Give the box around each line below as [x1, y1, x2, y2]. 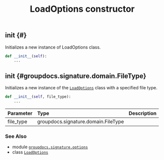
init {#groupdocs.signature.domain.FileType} [5, 72, 147, 80]
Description [129, 109, 157, 116]
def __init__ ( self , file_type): [5, 94, 71, 99]
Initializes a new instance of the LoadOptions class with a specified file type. [5, 85, 158, 91]
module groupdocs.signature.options [12, 144, 88, 150]
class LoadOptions [12, 149, 48, 155]
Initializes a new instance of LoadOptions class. [5, 44, 101, 50]
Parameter [7, 109, 33, 116]
